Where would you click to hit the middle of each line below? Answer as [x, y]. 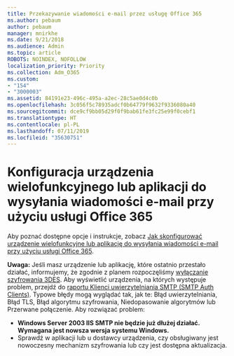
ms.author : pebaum [34, 20]
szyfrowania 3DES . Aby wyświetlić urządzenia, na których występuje [107, 280]
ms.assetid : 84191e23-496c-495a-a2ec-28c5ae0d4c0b [83, 99]
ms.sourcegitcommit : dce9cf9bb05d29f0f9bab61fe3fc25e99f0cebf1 [102, 111]
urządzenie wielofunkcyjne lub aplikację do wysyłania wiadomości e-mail [113, 244]
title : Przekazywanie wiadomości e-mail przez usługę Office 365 [104, 14]
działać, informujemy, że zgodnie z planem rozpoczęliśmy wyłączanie [108, 272]
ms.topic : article [34, 53]
